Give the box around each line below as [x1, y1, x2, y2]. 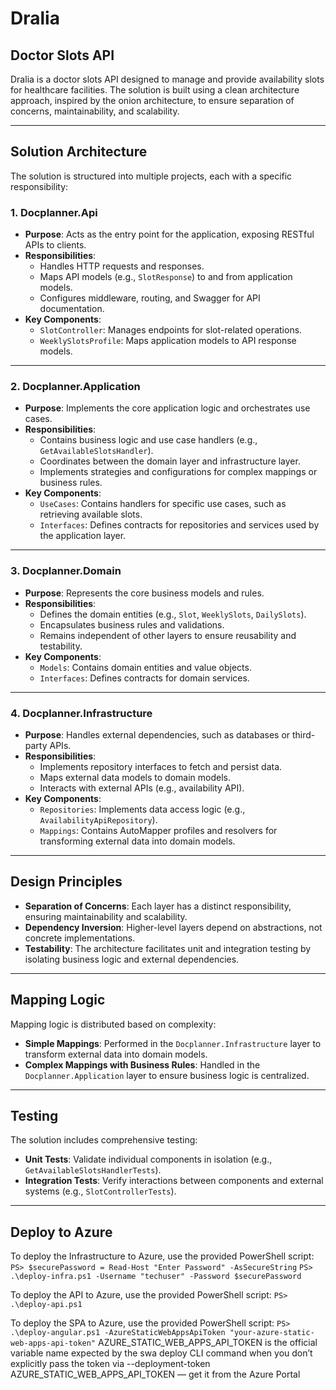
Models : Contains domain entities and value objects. [39, 661, 252, 673]
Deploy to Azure [10, 1223, 113, 1241]
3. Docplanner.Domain [10, 564, 122, 578]
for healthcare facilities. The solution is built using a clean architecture [10, 84, 300, 96]
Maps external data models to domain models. [39, 772, 231, 783]
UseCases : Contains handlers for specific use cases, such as [39, 498, 287, 510]
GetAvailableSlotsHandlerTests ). [24, 1164, 162, 1176]
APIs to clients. [24, 239, 87, 251]
